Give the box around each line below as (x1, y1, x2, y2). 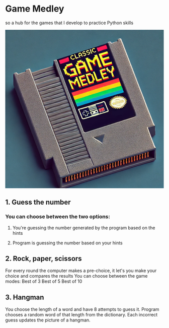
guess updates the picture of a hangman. (5, 317, 91, 323)
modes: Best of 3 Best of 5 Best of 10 (5, 278, 82, 285)
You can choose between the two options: (5, 213, 111, 220)
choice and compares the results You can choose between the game (5, 273, 148, 279)
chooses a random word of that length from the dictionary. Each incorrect (5, 312, 158, 318)
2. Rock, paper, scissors (5, 254, 82, 263)
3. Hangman (5, 293, 44, 301)
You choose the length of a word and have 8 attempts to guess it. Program (5, 306, 159, 312)
